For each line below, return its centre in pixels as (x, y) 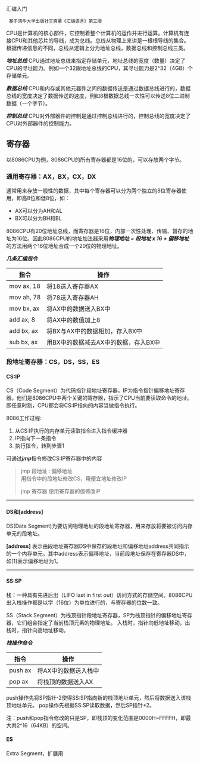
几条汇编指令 (22, 259)
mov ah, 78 (25, 298)
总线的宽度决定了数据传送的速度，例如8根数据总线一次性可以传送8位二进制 (98, 96)
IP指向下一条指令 (35, 439)
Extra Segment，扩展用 (35, 753)
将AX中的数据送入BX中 (79, 309)
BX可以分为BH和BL (38, 218)
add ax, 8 (22, 320)
